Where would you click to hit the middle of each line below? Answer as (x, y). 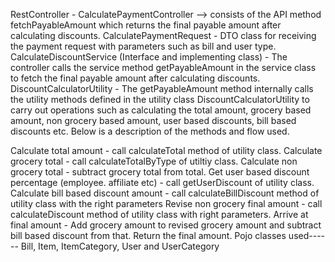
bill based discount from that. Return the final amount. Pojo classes (148, 235)
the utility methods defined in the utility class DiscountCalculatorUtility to (160, 99)
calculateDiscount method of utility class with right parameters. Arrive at (159, 214)
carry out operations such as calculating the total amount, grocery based (161, 110)
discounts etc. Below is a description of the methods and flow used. (150, 131)
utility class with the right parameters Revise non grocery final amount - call (166, 203)
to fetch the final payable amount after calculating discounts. (135, 78)
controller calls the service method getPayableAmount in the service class (163, 67)
